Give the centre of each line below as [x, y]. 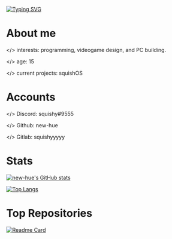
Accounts [31, 97]
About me [31, 33]
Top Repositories [49, 213]
